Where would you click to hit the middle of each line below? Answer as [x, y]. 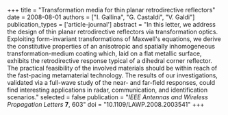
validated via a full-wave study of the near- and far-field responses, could [111, 82]
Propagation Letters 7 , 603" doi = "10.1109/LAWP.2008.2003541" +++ [106, 104]
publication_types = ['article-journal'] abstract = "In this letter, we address [111, 24]
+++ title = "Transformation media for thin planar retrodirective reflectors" [111, 10]
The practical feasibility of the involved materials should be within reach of [112, 68]
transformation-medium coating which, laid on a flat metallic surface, [104, 53]
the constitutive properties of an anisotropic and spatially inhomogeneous [111, 46]
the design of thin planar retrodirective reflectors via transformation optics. [112, 31]
